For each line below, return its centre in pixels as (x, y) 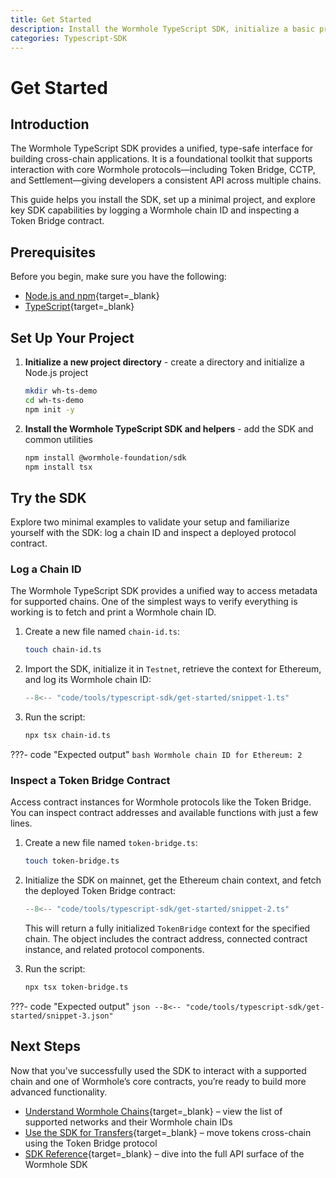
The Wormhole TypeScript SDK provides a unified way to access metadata (164, 591)
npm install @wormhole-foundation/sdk (105, 457)
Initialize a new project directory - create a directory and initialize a (164, 362)
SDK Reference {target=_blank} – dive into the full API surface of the (164, 1153)
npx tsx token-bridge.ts (76, 987)
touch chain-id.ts (63, 650)
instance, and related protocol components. (114, 950)
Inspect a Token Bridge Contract (90, 781)
